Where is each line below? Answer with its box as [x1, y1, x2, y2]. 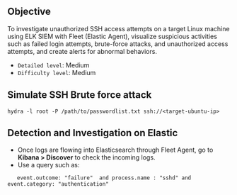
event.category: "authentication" [7, 181, 110, 188]
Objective [7, 6, 52, 18]
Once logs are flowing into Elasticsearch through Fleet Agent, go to [17, 145, 214, 155]
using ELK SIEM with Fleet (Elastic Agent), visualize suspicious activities [7, 32, 218, 40]
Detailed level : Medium [17, 60, 90, 69]
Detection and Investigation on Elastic [7, 127, 178, 139]
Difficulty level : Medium [17, 68, 96, 77]
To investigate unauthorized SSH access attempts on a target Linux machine [7, 24, 230, 33]
